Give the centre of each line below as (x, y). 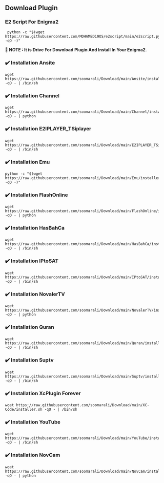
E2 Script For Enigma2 (32, 22)
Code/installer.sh (24, 409)
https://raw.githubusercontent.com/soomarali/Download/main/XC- (83, 405)
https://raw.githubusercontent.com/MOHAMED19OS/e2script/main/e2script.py (83, 36)
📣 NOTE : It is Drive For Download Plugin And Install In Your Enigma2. (76, 50)
